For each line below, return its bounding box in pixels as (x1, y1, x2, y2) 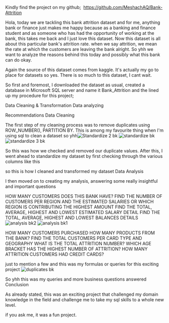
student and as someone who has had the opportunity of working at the (5, 30, 155, 36)
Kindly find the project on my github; (5, 5, 81, 10)
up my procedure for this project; (5, 93, 74, 98)
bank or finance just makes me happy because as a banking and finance (5, 25, 156, 31)
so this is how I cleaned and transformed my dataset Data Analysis (5, 169, 144, 174)
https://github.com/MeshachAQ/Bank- (83, 5, 163, 10)
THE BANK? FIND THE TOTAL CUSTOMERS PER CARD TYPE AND (5, 235, 142, 241)
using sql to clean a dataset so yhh (5, 133, 78, 138)
